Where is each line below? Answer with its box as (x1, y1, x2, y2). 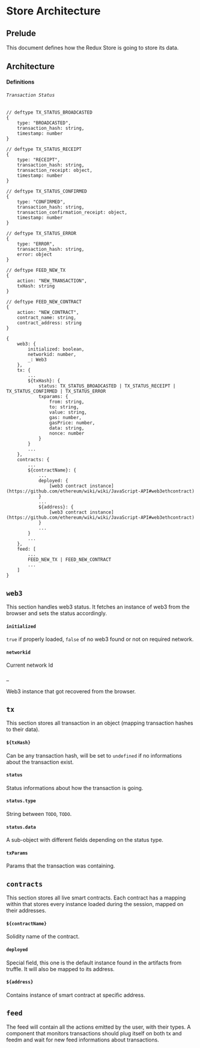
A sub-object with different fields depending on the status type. (6, 836, 164, 844)
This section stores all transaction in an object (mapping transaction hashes (6, 720, 193, 727)
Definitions (6, 78, 35, 85)
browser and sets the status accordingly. (6, 610, 107, 617)
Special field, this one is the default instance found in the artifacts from (6, 959, 182, 966)
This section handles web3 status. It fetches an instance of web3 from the (6, 603, 190, 610)
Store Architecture (6, 4, 101, 18)
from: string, (49, 399, 85, 405)
